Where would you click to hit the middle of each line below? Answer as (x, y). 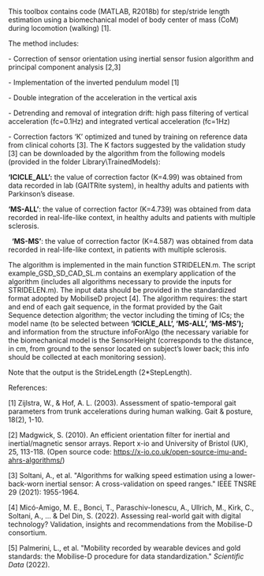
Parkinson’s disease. (41, 194)
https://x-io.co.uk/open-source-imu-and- (180, 452)
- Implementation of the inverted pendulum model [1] (94, 82)
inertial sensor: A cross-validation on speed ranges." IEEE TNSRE (151, 484)
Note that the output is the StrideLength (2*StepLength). (100, 372)
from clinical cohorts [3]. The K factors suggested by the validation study (127, 145)
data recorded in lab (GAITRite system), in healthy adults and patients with (129, 185)
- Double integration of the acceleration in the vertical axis (102, 97)
